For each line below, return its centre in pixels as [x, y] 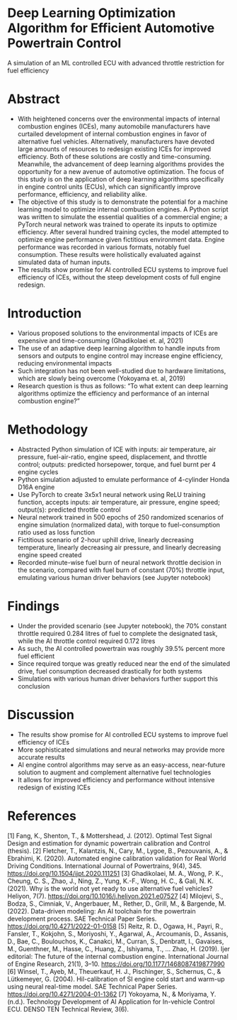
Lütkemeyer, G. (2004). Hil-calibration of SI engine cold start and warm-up [116, 979]
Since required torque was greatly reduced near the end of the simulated [124, 663]
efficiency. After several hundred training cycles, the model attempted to [123, 231]
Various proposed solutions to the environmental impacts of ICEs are [117, 333]
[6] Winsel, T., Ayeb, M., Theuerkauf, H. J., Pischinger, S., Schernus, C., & [114, 971]
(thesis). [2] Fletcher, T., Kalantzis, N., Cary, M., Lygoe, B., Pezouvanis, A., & [118, 850]
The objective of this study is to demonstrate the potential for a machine [123, 202]
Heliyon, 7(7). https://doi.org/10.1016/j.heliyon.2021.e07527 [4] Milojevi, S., [115, 896]
